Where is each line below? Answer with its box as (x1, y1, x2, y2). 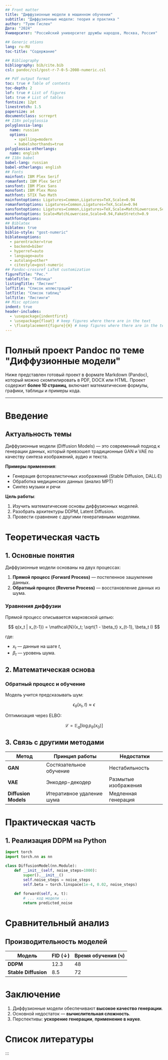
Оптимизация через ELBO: (5, 712, 62, 719)
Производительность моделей (5, 937, 107, 946)
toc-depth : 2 (5, 86, 32, 91)
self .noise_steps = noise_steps (23, 877, 91, 882)
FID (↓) (51, 952, 70, 959)
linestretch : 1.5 (5, 104, 41, 109)
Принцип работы (53, 753, 96, 760)
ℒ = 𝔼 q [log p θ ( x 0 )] (64, 722, 103, 730)
